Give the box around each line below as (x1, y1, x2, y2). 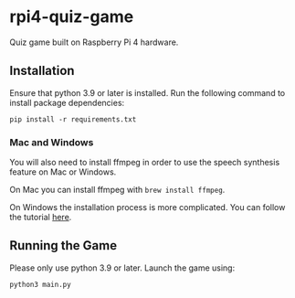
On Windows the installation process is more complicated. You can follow (9, 202, 286, 213)
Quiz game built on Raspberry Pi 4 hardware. (9, 37, 179, 48)
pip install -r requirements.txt (9, 114, 137, 124)
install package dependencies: (9, 97, 125, 108)
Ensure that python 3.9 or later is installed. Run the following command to (9, 87, 286, 98)
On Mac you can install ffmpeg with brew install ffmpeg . (9, 185, 226, 196)
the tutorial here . (9, 212, 72, 223)
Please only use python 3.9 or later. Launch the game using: (9, 262, 236, 273)
